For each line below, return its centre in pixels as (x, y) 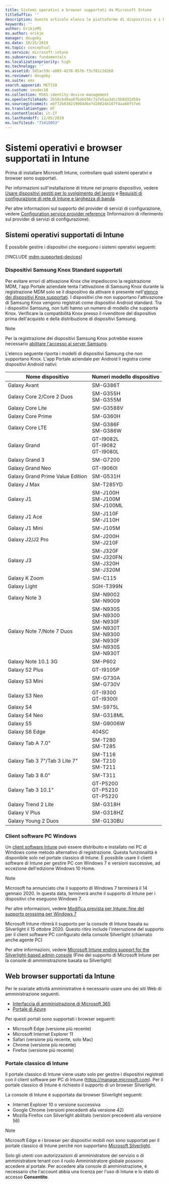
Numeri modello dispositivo (126, 376)
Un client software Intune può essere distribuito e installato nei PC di (76, 847)
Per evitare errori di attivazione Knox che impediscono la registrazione (78, 281)
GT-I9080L (105, 452)
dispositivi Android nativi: (31, 364)
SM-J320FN (107, 557)
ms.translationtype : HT (30, 109)
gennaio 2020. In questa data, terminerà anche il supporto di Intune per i (80, 893)
